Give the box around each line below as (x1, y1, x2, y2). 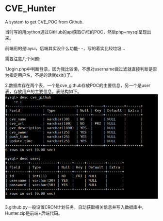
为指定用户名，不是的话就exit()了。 (5, 72, 75, 78)
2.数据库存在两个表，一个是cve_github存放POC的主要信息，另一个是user (5, 82, 151, 88)
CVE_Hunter (5, 3, 56, 14)
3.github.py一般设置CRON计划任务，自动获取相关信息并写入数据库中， (5, 204, 147, 210)
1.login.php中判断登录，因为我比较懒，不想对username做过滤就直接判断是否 (5, 66, 158, 72)
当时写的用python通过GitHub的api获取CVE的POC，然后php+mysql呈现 (5, 29, 147, 34)
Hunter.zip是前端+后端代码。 (5, 210, 63, 216)
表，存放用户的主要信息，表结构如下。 (5, 88, 81, 94)
